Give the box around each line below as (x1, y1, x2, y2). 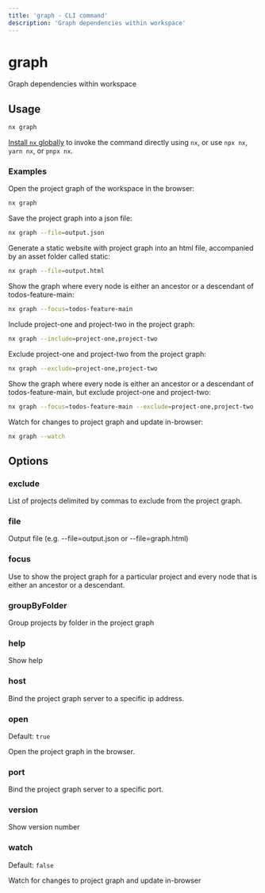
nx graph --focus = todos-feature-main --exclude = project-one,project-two (8, 402, 254, 411)
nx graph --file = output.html (8, 267, 105, 275)
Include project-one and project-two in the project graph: (8, 319, 195, 329)
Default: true (8, 731, 51, 741)
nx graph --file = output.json (8, 229, 105, 237)
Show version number (8, 822, 81, 832)
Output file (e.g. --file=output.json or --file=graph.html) (8, 534, 189, 543)
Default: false (8, 860, 54, 869)
